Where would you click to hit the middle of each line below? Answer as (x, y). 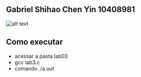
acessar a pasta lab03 (41, 56)
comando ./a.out (34, 68)
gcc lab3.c (27, 62)
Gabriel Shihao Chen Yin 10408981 (70, 10)
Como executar (34, 42)
